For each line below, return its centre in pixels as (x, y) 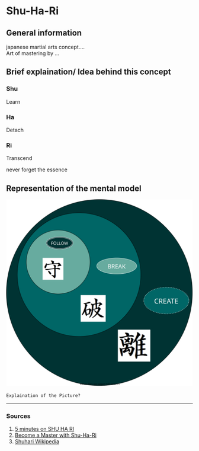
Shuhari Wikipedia (37, 442)
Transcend (19, 158)
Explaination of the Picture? (44, 396)
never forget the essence (37, 169)
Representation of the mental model (74, 188)
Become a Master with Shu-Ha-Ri (55, 435)
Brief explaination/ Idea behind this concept (89, 72)
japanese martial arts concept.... (45, 47)
